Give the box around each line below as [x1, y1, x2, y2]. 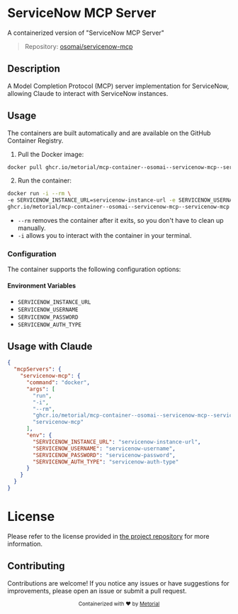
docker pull [7, 163, 42, 171]
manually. [17, 224, 46, 232]
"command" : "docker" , [25, 379, 91, 386]
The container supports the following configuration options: [7, 265, 181, 274]
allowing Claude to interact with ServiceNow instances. [7, 89, 169, 97]
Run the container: [17, 176, 72, 185]
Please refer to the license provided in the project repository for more [7, 532, 210, 540]
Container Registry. [7, 136, 64, 145]
